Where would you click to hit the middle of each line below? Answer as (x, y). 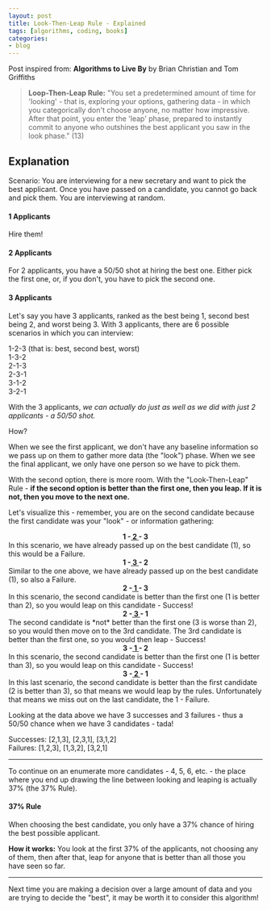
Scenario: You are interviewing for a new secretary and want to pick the (127, 180)
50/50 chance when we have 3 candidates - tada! (91, 724)
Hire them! (26, 234)
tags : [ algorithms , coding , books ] (68, 31)
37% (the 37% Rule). (43, 788)
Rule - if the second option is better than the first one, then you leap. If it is (135, 488)
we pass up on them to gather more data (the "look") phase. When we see (132, 455)
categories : (28, 38)
